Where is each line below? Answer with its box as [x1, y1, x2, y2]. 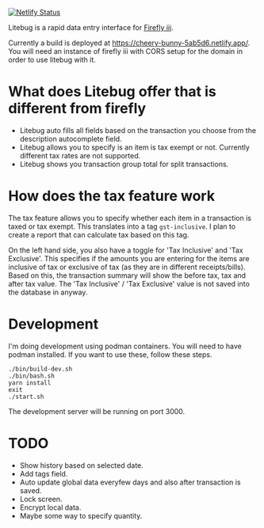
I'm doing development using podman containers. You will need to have [8, 341, 242, 351]
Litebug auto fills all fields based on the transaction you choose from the [19, 125, 256, 135]
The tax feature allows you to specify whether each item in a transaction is [8, 213, 252, 222]
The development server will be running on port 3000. [8, 406, 186, 416]
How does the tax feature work [8, 187, 216, 205]
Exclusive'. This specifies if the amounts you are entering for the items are [8, 253, 250, 263]
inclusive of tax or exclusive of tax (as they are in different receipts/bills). [8, 262, 246, 272]
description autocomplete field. [19, 134, 122, 143]
